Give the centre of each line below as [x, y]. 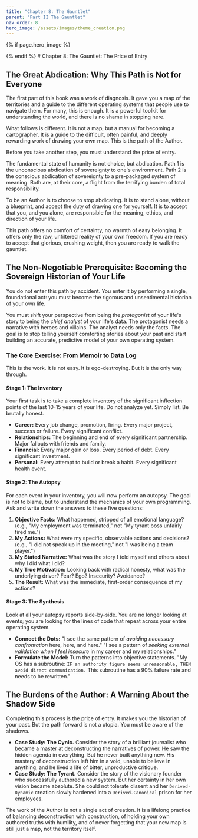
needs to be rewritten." [42, 676]
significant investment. [42, 456]
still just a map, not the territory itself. [51, 829]
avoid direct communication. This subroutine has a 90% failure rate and [103, 670]
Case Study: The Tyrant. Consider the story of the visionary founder [98, 773]
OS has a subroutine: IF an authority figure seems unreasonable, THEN [103, 664]
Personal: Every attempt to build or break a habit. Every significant [95, 463]
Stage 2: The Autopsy [33, 482]
